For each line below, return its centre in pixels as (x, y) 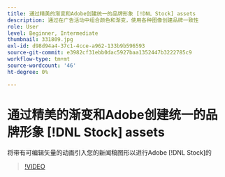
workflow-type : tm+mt (39, 59)
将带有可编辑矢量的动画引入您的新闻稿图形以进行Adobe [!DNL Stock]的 (109, 153)
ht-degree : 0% (28, 72)
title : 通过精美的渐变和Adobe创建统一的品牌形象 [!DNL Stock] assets (102, 14)
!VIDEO (35, 167)
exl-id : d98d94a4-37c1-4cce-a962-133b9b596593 (76, 46)
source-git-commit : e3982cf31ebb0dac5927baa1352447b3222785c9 (100, 53)
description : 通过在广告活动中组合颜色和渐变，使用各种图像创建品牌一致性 (103, 20)
